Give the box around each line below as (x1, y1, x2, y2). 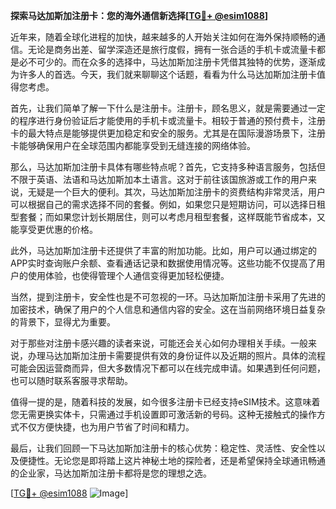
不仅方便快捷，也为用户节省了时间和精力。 (18, 421, 195, 433)
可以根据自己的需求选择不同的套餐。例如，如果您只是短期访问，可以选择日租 (10, 199, 326, 210)
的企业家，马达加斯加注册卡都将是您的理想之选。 (10, 467, 212, 479)
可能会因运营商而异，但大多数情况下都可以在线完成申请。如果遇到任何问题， (10, 362, 326, 374)
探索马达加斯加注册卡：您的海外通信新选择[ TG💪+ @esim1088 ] (10, 10, 269, 21)
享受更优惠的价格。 (18, 224, 98, 235)
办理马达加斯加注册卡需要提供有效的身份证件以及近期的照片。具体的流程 (27, 350, 326, 361)
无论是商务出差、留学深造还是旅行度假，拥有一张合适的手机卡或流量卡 (27, 44, 317, 55)
